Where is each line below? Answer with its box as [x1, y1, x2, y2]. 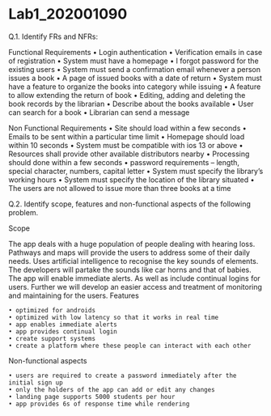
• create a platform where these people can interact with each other [8, 342, 252, 350]
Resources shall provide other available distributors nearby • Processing [8, 149, 250, 159]
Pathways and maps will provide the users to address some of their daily [8, 248, 251, 257]
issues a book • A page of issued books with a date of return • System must [8, 73, 263, 83]
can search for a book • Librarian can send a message [8, 107, 190, 117]
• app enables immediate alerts [8, 320, 117, 329]
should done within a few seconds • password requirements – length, [8, 157, 240, 167]
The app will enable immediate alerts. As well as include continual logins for [8, 273, 260, 283]
